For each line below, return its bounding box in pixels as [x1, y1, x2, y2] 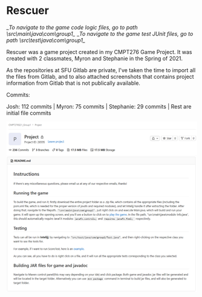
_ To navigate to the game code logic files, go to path [6, 24, 138, 31]
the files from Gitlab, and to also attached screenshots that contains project [6, 73, 195, 80]
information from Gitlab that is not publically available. [6, 79, 141, 87]
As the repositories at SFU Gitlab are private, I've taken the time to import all [6, 66, 196, 73]
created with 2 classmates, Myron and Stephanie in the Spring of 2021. [6, 55, 183, 62]
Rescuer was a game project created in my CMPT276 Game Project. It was [6, 48, 192, 55]
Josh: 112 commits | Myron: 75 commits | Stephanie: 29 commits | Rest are [6, 102, 192, 110]
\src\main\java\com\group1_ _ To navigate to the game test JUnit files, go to [6, 30, 194, 37]
